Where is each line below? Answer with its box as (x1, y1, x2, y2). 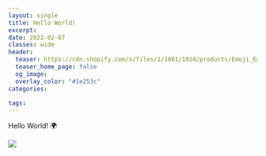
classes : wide (8, 41, 55, 49)
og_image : (15, 70, 47, 78)
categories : (8, 84, 47, 93)
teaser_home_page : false (15, 63, 97, 71)
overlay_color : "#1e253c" (15, 77, 101, 85)
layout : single (8, 11, 59, 20)
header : (8, 48, 34, 56)
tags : (8, 99, 26, 107)
